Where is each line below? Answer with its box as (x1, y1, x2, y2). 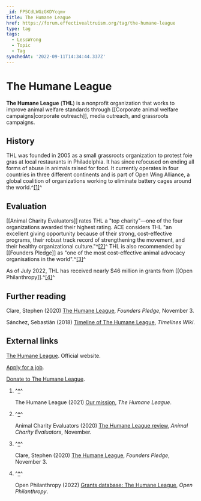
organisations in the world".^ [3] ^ (6, 256, 86, 263)
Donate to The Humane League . (6, 375, 85, 383)
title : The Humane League (6, 14, 71, 20)
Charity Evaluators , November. (14, 428, 92, 435)
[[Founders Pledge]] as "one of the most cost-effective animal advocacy (6, 249, 185, 256)
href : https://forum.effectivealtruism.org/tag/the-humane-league (6, 20, 176, 26)
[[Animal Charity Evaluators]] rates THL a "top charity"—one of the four (6, 217, 183, 224)
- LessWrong (11, 37, 42, 43)
